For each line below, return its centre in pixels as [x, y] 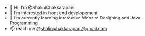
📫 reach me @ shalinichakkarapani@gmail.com [58, 28]
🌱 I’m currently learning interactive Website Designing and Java [75, 18]
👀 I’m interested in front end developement [54, 13]
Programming [24, 23]
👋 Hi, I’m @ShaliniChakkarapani [42, 8]
